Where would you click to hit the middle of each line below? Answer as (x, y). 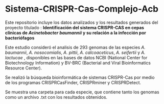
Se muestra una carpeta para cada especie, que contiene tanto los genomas (82, 92)
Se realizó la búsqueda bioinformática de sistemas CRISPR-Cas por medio (80, 77)
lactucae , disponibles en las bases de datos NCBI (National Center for (76, 57)
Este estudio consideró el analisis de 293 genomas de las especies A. (75, 47)
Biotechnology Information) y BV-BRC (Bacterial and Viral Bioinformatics (78, 63)
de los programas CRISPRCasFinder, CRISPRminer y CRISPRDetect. (73, 82)
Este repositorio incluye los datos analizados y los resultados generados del (82, 22)
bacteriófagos (20, 38)
